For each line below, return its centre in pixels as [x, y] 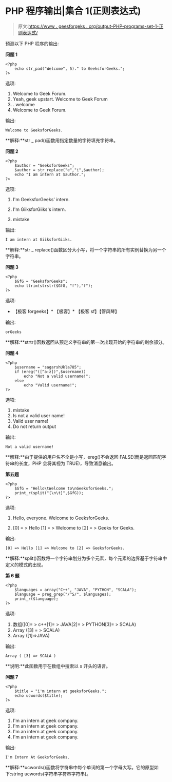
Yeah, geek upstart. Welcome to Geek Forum [60, 99]
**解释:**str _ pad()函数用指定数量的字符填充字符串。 [62, 140]
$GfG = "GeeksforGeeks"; [41, 281]
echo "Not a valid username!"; [57, 376]
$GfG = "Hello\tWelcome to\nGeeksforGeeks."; [64, 488]
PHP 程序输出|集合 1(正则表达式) [73, 11]
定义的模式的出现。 [26, 564]
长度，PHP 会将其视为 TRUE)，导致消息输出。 [68, 463]
